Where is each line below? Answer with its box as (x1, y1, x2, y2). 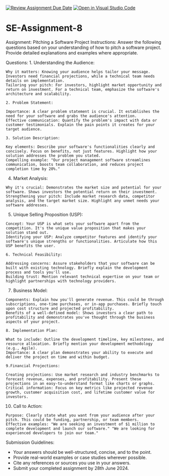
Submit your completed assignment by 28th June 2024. (13, 465, 129, 471)
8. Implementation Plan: (6, 328, 58, 333)
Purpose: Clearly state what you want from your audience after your (6, 412, 155, 418)
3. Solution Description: (6, 135, 60, 141)
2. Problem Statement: (6, 100, 53, 105)
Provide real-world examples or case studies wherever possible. (13, 454, 147, 460)
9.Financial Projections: (6, 363, 60, 368)
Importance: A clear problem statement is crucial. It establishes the (6, 109, 159, 114)
